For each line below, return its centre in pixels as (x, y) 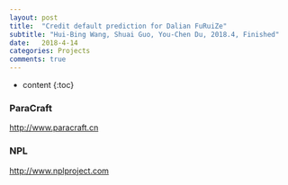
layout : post (34, 18)
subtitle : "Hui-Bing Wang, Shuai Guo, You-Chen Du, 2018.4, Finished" (144, 34)
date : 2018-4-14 (44, 43)
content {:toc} (48, 85)
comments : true (38, 59)
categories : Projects (50, 51)
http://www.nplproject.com (59, 171)
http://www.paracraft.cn (54, 128)
